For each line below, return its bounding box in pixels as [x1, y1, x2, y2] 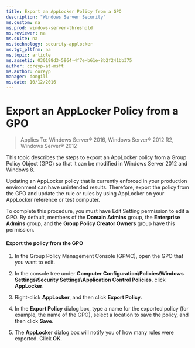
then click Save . [14, 318, 54, 325]
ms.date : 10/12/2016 [6, 80, 57, 85]
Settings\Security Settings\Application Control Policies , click [14, 276, 166, 284]
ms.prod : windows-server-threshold [6, 25, 93, 31]
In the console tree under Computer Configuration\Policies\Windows [14, 270, 184, 277]
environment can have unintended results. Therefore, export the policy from [6, 184, 189, 191]
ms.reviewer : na [6, 30, 46, 36]
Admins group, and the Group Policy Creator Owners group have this [6, 220, 175, 227]
